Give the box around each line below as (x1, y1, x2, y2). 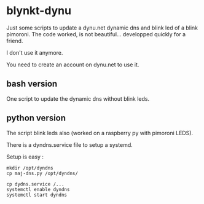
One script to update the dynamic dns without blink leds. (6, 95, 150, 102)
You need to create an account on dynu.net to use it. (6, 61, 139, 68)
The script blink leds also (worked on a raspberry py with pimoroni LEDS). (6, 129, 194, 136)
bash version (6, 79, 58, 89)
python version (6, 113, 66, 124)
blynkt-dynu (6, 4, 72, 18)
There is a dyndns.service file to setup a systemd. (6, 141, 133, 148)
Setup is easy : (6, 153, 44, 160)
